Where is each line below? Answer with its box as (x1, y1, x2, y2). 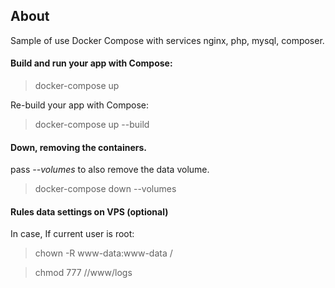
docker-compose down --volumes (34, 183, 177, 195)
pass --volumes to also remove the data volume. (10, 164, 210, 176)
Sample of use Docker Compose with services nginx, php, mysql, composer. (10, 34, 325, 46)
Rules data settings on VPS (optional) (10, 205, 169, 218)
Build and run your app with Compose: (10, 57, 173, 69)
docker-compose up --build (34, 119, 150, 131)
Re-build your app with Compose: (10, 99, 150, 111)
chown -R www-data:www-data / (34, 247, 173, 259)
